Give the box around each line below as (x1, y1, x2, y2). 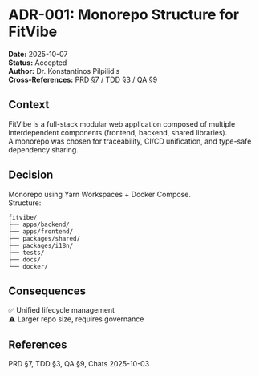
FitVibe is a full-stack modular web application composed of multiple (8, 119, 236, 129)
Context (8, 98, 50, 111)
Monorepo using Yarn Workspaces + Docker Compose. (8, 189, 191, 199)
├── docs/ (8, 255, 42, 264)
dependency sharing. (8, 144, 79, 154)
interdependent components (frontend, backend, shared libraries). (8, 127, 228, 137)
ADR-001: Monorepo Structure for (8, 6, 239, 24)
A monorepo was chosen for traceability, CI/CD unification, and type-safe (8, 136, 252, 146)
